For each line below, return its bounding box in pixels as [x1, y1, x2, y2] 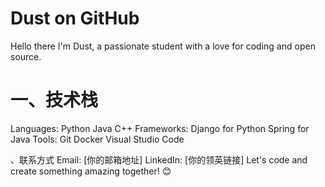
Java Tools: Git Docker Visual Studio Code [10, 133, 185, 145]
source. [10, 50, 42, 62]
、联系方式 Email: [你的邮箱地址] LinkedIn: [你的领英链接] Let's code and [10, 153, 308, 166]
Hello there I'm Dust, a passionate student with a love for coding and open [10, 40, 316, 52]
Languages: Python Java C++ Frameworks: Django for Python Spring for [10, 122, 310, 134]
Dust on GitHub [10, 7, 140, 30]
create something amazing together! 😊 [10, 165, 172, 177]
